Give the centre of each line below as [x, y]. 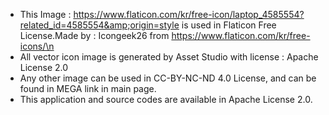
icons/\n [37, 46]
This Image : [45, 14]
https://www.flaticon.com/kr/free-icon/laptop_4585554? [189, 14]
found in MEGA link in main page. [88, 88]
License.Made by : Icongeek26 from [94, 35]
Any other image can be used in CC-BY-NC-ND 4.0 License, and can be [168, 78]
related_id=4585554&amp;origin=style [99, 25]
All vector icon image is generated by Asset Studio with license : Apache [169, 57]
